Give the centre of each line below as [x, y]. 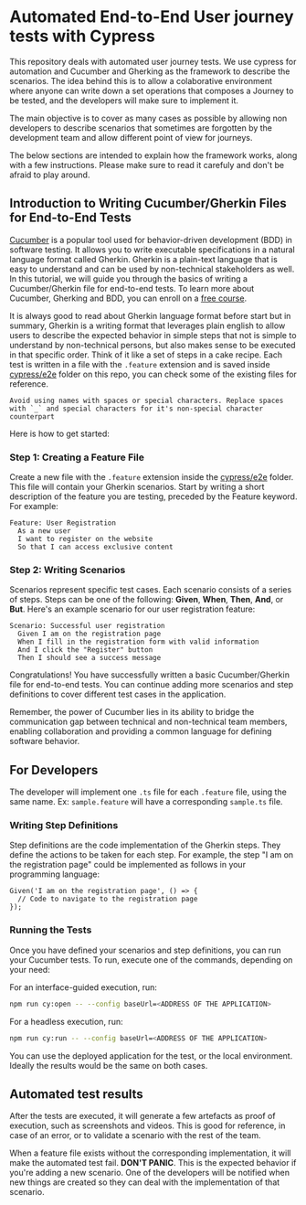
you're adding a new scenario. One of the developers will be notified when [150, 1173]
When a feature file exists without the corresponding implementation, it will [150, 1153]
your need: [30, 969]
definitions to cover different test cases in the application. [118, 694]
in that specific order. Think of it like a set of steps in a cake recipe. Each [146, 355]
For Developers [54, 770]
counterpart [32, 416]
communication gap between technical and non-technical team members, [148, 722]
